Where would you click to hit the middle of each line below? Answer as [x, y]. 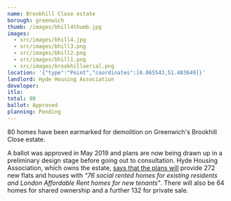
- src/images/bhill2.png [50, 53]
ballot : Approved [33, 105]
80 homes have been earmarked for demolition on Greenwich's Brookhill [112, 131]
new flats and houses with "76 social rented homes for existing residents [112, 175]
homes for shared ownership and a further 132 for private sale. [98, 190]
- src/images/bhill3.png [50, 46]
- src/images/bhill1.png [50, 60]
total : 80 [22, 99]
